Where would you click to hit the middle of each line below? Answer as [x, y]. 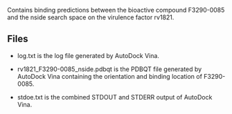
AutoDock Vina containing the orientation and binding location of [110, 76]
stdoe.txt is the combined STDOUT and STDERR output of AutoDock [115, 97]
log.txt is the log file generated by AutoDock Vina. [88, 55]
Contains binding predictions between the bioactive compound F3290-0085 [116, 10]
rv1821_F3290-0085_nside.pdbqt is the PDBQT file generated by [109, 69]
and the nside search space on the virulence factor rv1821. [91, 17]
